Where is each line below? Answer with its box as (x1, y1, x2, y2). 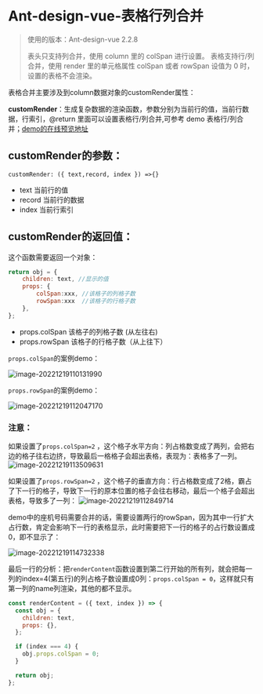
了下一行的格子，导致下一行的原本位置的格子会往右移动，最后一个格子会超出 (8, 486, 255, 495)
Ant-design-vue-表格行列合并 (8, 7, 204, 25)
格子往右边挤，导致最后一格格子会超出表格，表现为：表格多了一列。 (21, 451, 241, 460)
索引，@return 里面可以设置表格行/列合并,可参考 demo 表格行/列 (28, 114, 237, 123)
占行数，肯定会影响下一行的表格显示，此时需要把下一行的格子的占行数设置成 (8, 522, 255, 531)
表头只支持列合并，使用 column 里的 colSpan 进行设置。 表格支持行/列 (27, 51, 254, 60)
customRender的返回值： (8, 230, 134, 243)
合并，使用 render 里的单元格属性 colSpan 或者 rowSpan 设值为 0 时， (27, 60, 254, 71)
